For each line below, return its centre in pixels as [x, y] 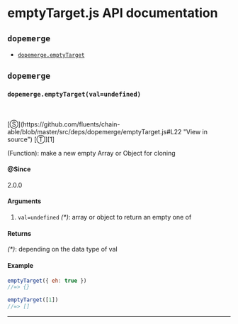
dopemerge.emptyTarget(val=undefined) [74, 94]
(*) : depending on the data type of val [63, 249]
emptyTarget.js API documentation [113, 13]
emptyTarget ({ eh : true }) [47, 281]
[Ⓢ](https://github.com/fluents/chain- [64, 124]
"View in [195, 131]
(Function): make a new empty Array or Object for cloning [91, 153]
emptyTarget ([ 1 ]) [33, 300]
